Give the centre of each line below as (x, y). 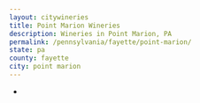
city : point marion (45, 67)
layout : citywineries (49, 17)
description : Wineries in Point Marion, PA (91, 33)
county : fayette (39, 58)
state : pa (27, 50)
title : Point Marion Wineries (65, 26)
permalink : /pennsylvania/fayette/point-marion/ (100, 42)
